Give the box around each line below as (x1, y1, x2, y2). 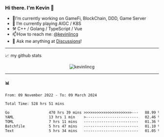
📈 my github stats (5, 53, 42, 59)
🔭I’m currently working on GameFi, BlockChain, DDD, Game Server (12, 16, 146, 21)
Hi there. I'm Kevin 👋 (5, 4, 54, 11)
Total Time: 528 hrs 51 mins (5, 101, 64, 106)
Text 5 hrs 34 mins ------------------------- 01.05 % (5, 128, 161, 133)
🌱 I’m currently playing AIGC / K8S (12, 20, 82, 26)
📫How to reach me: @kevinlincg (12, 31, 79, 37)
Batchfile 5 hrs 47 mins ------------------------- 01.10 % (5, 124, 161, 129)
